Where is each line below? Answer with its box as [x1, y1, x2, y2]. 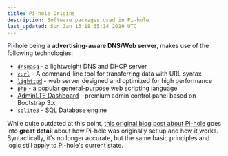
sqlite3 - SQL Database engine [17, 106, 107, 114]
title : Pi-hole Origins [7, 10, 76, 17]
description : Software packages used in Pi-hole [7, 16, 149, 23]
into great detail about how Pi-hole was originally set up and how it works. [7, 126, 219, 135]
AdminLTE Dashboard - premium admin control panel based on [17, 91, 196, 100]
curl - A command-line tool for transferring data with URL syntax [17, 69, 202, 78]
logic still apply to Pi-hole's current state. [7, 142, 124, 150]
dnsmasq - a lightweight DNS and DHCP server [17, 63, 147, 71]
